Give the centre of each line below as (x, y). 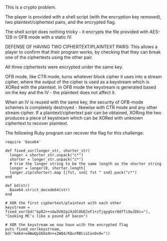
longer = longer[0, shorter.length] (48, 168)
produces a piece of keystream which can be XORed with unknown (74, 118)
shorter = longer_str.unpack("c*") (47, 159)
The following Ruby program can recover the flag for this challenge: (75, 133)
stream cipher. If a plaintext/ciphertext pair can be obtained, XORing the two (83, 113)
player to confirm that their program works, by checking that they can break (83, 52)
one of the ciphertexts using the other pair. (49, 57)
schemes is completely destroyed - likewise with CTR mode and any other (82, 107)
